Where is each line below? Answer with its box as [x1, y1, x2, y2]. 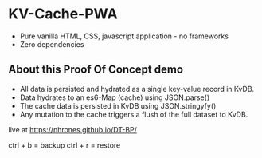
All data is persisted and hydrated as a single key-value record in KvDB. [19, 84, 255, 93]
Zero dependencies [19, 39, 84, 49]
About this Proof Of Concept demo [8, 63, 184, 77]
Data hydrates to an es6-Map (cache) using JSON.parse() [19, 93, 210, 102]
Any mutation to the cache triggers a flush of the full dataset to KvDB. [19, 109, 248, 119]
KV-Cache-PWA [8, 5, 118, 23]
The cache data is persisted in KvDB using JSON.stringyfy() [19, 101, 217, 110]
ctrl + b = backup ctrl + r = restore [8, 140, 121, 150]
